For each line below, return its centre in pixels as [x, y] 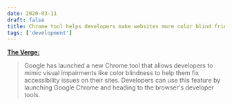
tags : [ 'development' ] [40, 33]
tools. [32, 95]
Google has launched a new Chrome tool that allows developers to [118, 65]
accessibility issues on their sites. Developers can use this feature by [122, 81]
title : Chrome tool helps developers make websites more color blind [109, 26]
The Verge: [23, 52]
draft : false [26, 20]
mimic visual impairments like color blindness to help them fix [112, 73]
